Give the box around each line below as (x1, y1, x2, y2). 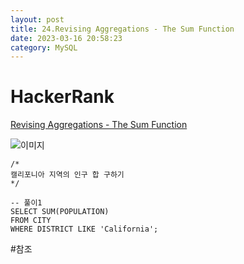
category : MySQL (10, 42, 78, 53)
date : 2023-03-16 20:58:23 (10, 33, 123, 43)
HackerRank (10, 86, 115, 108)
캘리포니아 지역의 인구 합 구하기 (10, 170, 125, 180)
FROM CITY (10, 216, 52, 226)
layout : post (10, 14, 65, 25)
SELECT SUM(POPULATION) (10, 207, 110, 217)
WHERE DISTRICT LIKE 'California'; (10, 224, 159, 235)
